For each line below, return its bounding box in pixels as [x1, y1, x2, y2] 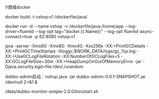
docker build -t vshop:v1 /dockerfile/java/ [5, 14, 88, 19]
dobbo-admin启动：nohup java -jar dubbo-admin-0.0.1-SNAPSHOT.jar [5, 74, 146, 79]
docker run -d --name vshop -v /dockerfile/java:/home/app [5, 23, 124, 29]
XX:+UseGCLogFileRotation [5, 53, 61, 59]
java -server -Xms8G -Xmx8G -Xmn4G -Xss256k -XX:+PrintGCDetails [5, 43, 146, 49]
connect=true [5, 33, 33, 39]
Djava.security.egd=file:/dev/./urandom [5, 64, 84, 69]
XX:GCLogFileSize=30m [5, 59, 53, 64]
